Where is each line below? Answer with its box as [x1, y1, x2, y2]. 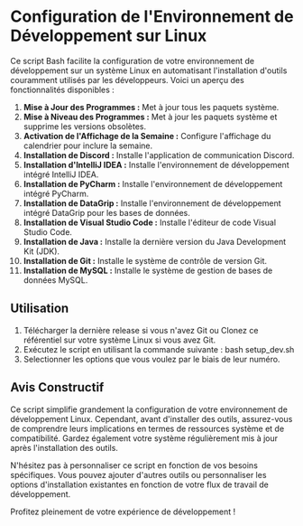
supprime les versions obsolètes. [23, 120, 147, 132]
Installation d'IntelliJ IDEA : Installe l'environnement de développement [23, 159, 289, 170]
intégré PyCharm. [23, 188, 89, 199]
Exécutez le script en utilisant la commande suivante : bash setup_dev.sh [23, 343, 295, 354]
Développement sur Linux [10, 25, 207, 46]
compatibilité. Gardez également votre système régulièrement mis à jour [10, 432, 279, 444]
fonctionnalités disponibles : [10, 84, 115, 95]
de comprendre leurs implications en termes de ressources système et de [10, 423, 285, 434]
